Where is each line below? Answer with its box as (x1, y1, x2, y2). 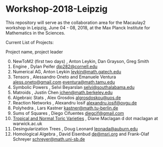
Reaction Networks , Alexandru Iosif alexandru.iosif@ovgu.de (12, 100, 137, 105)
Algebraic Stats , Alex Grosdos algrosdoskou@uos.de (12, 94, 121, 101)
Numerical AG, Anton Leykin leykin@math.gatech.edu (12, 68, 122, 74)
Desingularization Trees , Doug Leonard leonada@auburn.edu (12, 126, 138, 131)
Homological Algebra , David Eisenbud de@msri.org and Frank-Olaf (12, 131, 149, 137)
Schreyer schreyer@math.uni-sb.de (12, 136, 85, 142)
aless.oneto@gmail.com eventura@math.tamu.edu (12, 79, 115, 85)
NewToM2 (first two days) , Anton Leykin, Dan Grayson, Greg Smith (12, 58, 149, 64)
